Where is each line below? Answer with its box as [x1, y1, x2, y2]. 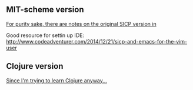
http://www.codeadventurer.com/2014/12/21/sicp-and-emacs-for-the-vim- [6, 38, 187, 45]
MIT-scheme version [6, 5, 84, 15]
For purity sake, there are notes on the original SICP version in [6, 20, 157, 27]
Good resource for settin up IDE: [6, 32, 84, 39]
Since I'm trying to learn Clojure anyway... [6, 76, 108, 84]
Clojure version [6, 61, 64, 71]
